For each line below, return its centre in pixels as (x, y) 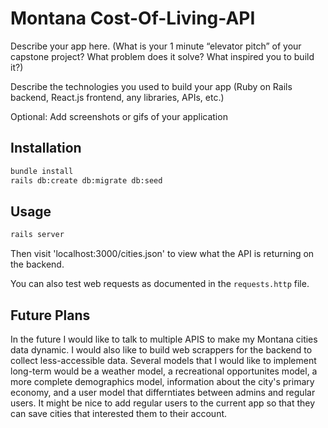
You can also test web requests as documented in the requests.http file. (160, 284)
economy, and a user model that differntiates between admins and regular (163, 392)
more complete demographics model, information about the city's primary (162, 381)
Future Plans (50, 315)
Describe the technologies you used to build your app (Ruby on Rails (151, 86)
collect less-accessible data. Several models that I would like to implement (163, 360)
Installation (46, 148)
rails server (37, 235)
